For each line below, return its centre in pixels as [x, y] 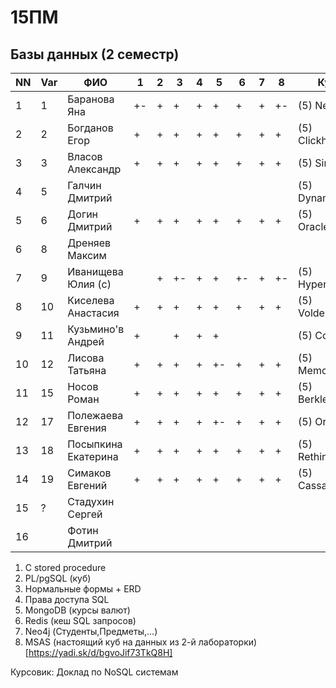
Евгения [87, 428]
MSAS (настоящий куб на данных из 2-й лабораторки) [141, 642]
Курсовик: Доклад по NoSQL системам [94, 672]
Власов [85, 156]
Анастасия [93, 313]
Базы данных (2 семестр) [95, 54]
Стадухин [91, 501]
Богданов [90, 128]
